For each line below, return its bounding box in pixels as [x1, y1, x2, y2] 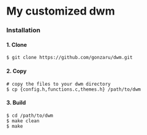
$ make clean [6, 117, 40, 124]
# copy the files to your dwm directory [6, 81, 111, 87]
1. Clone [6, 41, 28, 48]
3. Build [6, 99, 26, 106]
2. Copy [6, 67, 27, 74]
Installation [6, 26, 41, 35]
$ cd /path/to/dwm [6, 112, 53, 119]
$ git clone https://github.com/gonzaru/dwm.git [6, 55, 133, 61]
